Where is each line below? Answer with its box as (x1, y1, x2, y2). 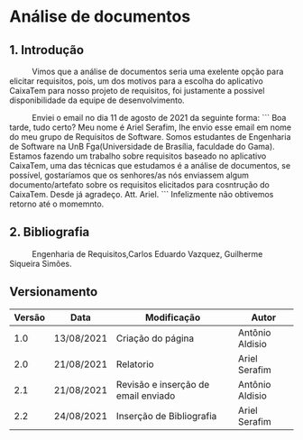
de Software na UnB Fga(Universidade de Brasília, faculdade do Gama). (9, 142, 275, 151)
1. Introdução (9, 42, 84, 58)
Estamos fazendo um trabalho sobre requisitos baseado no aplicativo (9, 151, 267, 161)
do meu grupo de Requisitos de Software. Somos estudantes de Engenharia (9, 132, 291, 142)
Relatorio (115, 358, 155, 371)
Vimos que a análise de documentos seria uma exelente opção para (32, 66, 284, 77)
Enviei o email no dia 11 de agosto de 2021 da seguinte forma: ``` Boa (32, 113, 287, 123)
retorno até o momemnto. (9, 198, 105, 209)
